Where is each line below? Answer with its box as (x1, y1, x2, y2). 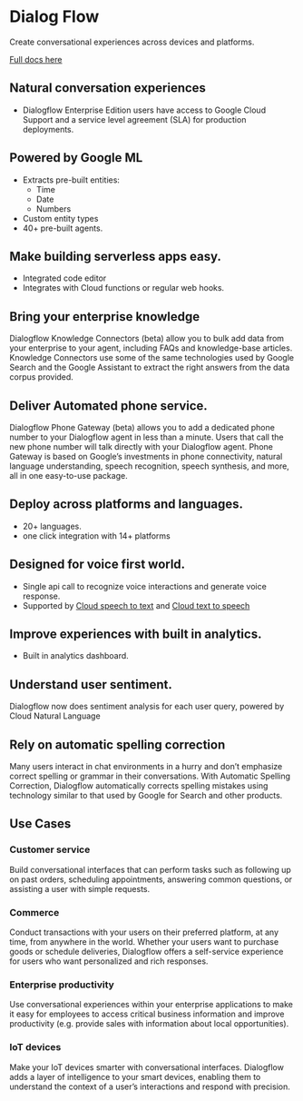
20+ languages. (22, 521, 82, 531)
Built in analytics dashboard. (22, 650, 129, 661)
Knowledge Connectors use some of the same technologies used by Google (9, 352, 295, 363)
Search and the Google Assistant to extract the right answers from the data (9, 362, 290, 373)
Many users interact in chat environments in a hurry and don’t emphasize (9, 761, 283, 772)
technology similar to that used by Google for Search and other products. (9, 790, 283, 801)
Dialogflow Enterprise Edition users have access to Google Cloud (22, 104, 266, 115)
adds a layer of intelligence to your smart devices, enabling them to (9, 1071, 261, 1082)
